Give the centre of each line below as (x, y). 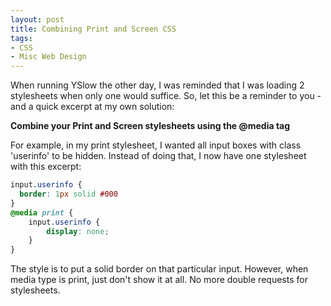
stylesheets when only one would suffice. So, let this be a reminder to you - (166, 96)
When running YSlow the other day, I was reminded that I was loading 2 (157, 85)
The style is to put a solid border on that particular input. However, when (159, 269)
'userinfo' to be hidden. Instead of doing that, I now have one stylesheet (158, 156)
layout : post (37, 19)
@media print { (42, 212)
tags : (21, 38)
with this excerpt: (46, 167)
